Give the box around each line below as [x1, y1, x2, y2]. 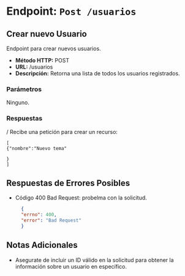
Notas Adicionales [6, 240, 78, 250]
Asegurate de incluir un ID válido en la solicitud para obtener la [15, 256, 174, 264]
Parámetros [6, 84, 42, 93]
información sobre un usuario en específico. [15, 263, 127, 270]
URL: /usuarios [15, 63, 53, 70]
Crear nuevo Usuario [6, 29, 87, 39]
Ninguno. [6, 99, 29, 106]
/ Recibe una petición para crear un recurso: [6, 128, 118, 135]
